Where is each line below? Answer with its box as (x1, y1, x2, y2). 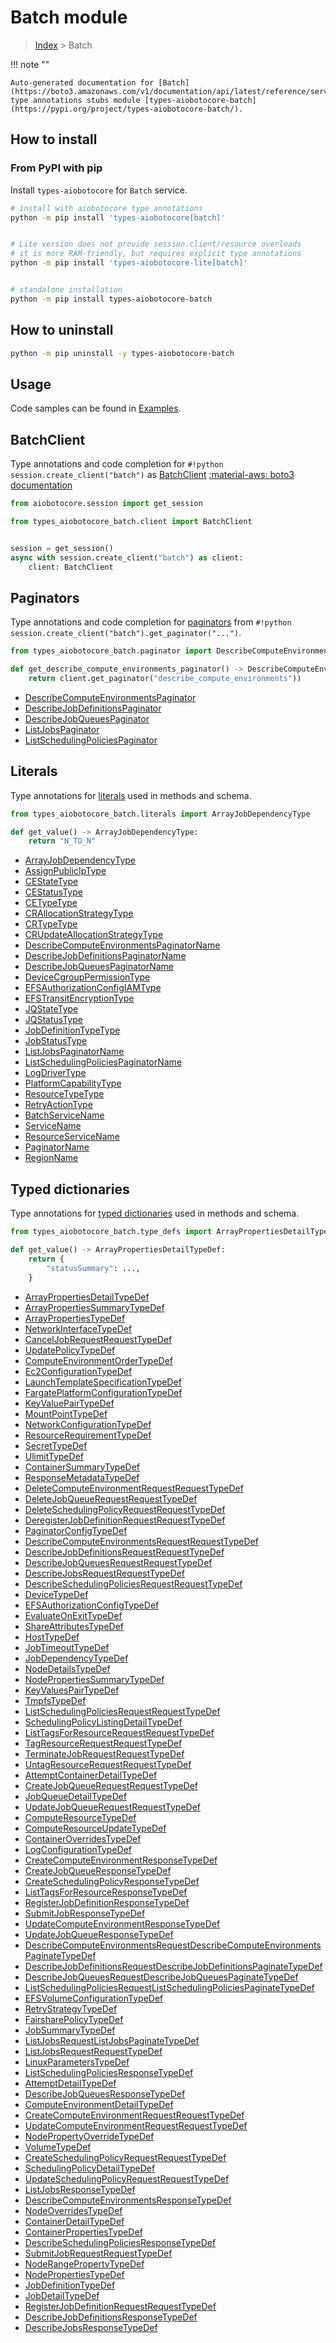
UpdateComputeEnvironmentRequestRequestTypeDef (24, 2119, 248, 2131)
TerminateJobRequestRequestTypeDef (24, 1747, 185, 1760)
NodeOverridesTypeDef (24, 2204, 123, 2216)
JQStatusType (24, 1014, 83, 1026)
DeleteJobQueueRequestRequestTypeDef (24, 1492, 198, 1505)
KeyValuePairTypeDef (24, 1397, 115, 1409)
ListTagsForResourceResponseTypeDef (24, 1886, 188, 1898)
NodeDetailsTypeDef (24, 1662, 111, 1675)
